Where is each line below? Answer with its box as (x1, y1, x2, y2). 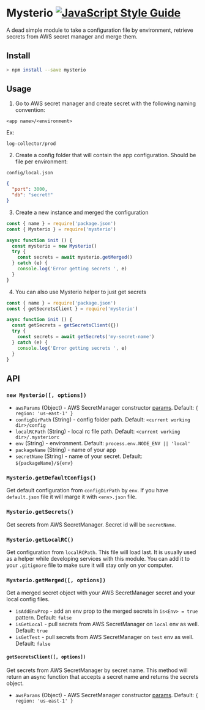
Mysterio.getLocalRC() (6, 536, 74, 543)
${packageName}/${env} (15, 460, 73, 467)
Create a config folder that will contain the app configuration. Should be (15, 152, 196, 159)
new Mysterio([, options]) (6, 391, 87, 399)
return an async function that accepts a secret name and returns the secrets (6, 673, 199, 680)
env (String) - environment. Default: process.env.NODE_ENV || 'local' (15, 440, 191, 447)
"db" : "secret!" (12, 192, 53, 198)
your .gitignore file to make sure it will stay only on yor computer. (6, 561, 173, 569)
